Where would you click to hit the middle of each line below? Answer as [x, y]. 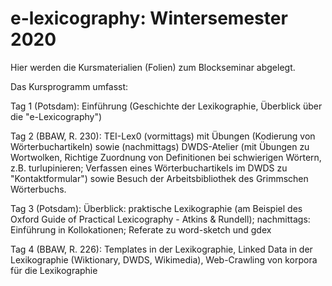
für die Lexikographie [54, 270]
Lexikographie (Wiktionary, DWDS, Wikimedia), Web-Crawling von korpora [164, 259]
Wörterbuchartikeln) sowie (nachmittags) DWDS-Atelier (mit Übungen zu [160, 146]
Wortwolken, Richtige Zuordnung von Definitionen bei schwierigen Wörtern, [166, 157]
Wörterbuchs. [38, 189]
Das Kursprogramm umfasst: [69, 86]
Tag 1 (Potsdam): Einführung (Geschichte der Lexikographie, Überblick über [166, 106]
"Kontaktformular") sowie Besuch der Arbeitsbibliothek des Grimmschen [159, 178]
